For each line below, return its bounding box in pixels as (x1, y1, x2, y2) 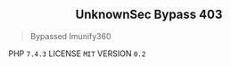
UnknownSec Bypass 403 (75, 7, 223, 22)
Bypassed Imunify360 (29, 30, 112, 41)
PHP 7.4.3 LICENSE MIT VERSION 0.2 (8, 48, 146, 59)
